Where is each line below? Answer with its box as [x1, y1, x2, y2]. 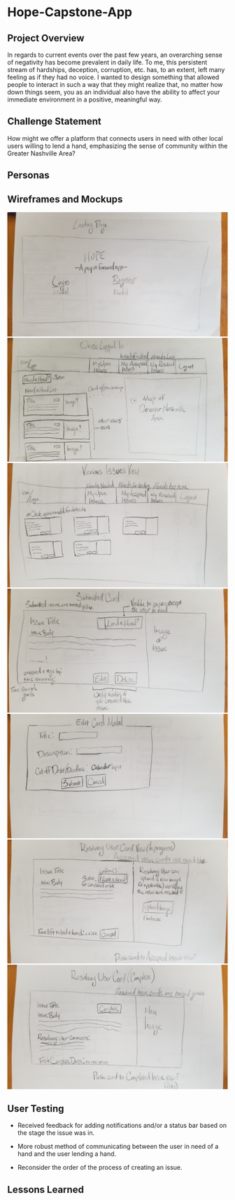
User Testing [7, 1103, 64, 1115]
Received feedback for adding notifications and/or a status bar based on [17, 1122, 227, 1130]
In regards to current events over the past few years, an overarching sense [7, 50, 222, 59]
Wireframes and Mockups [7, 193, 123, 205]
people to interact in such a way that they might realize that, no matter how [7, 81, 223, 88]
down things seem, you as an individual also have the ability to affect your [7, 88, 220, 96]
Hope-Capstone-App [7, 4, 133, 20]
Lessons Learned [7, 1183, 84, 1195]
